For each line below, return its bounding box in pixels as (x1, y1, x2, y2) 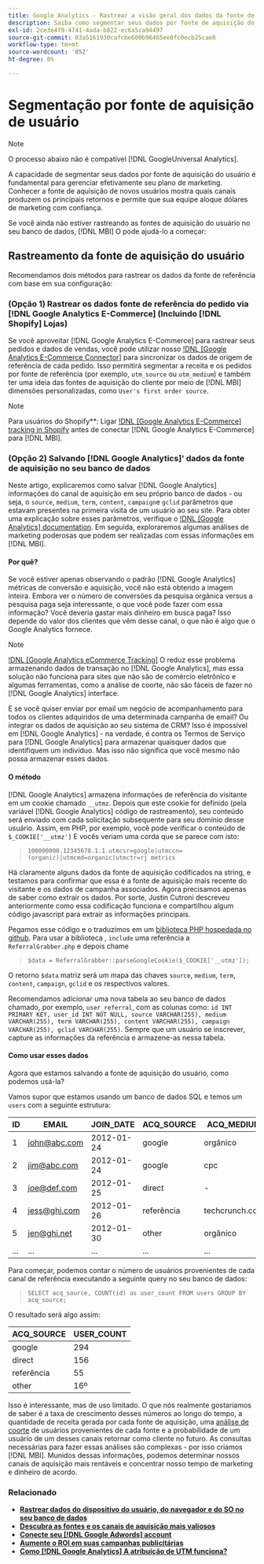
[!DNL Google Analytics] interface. (8, 689, 119, 698)
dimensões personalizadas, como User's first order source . (8, 386, 210, 395)
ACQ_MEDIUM (207, 1118, 262, 1130)
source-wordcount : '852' (8, 48, 90, 56)
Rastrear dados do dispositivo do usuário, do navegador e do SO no (19, 1505, 244, 1514)
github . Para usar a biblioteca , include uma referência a (8, 933, 190, 942)
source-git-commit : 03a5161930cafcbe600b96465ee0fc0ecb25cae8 (8, 33, 216, 42)
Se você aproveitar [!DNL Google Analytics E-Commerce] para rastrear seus (8, 335, 255, 345)
